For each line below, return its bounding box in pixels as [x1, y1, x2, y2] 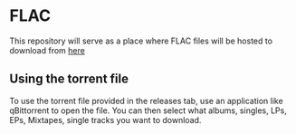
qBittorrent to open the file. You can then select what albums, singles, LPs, [9, 105, 287, 116]
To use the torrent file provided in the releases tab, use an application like [9, 95, 283, 106]
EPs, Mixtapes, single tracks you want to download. [9, 114, 202, 125]
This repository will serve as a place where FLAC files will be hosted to [9, 35, 273, 46]
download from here [9, 44, 86, 55]
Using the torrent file [9, 72, 129, 87]
